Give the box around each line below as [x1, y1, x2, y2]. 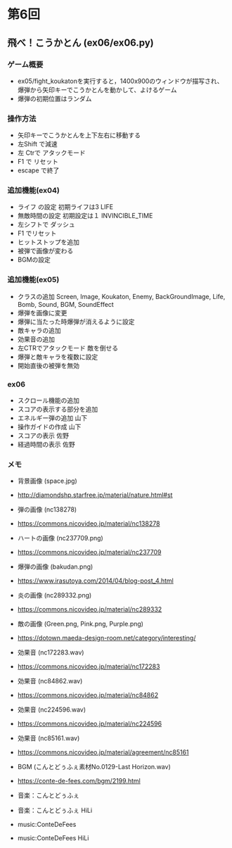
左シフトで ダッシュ [17, 220, 75, 229]
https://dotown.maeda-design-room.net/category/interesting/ [17, 634, 196, 643]
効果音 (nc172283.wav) [17, 648, 84, 657]
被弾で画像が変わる [17, 247, 74, 255]
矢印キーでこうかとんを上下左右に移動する [17, 131, 141, 139]
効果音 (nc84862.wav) [17, 677, 83, 685]
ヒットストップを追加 [17, 238, 79, 246]
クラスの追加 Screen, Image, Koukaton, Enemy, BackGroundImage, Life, [17, 292, 226, 300]
